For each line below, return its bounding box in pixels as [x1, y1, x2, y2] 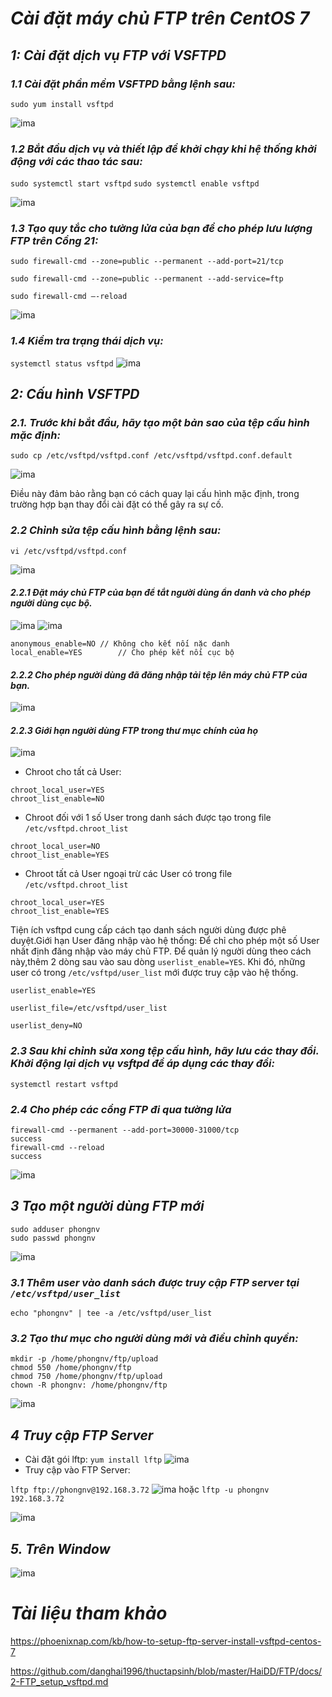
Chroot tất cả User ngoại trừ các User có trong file [24, 868, 233, 880]
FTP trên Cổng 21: [10, 234, 99, 248]
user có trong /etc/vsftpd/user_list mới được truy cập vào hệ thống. [10, 967, 299, 979]
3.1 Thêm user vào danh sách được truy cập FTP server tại [10, 1275, 300, 1289]
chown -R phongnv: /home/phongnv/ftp [10, 1380, 168, 1391]
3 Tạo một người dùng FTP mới [10, 1198, 205, 1215]
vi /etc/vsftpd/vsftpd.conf [10, 546, 128, 556]
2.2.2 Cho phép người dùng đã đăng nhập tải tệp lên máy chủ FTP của [10, 668, 308, 681]
